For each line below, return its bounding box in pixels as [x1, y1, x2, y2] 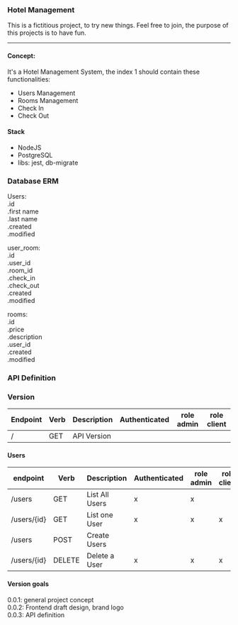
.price [7, 325, 25, 333]
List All [86, 490, 109, 499]
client [206, 419, 227, 429]
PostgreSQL [17, 150, 53, 159]
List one [86, 510, 113, 520]
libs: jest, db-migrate [17, 158, 79, 167]
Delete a [86, 551, 115, 561]
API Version [72, 431, 111, 441]
